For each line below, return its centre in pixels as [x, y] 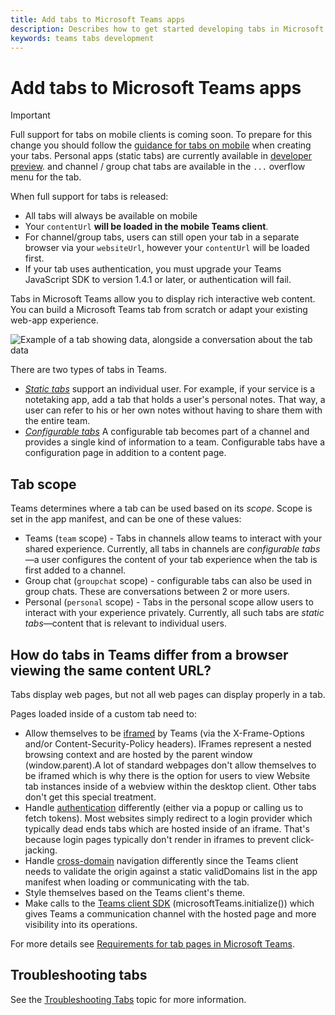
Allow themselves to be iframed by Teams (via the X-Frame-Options [164, 733]
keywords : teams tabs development [82, 38]
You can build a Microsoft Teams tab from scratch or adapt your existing [159, 310]
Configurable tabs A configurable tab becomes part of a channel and [167, 432]
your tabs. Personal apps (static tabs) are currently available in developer [161, 156]
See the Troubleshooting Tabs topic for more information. [128, 999]
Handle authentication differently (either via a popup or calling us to [164, 807]
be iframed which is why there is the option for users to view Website [167, 775]
